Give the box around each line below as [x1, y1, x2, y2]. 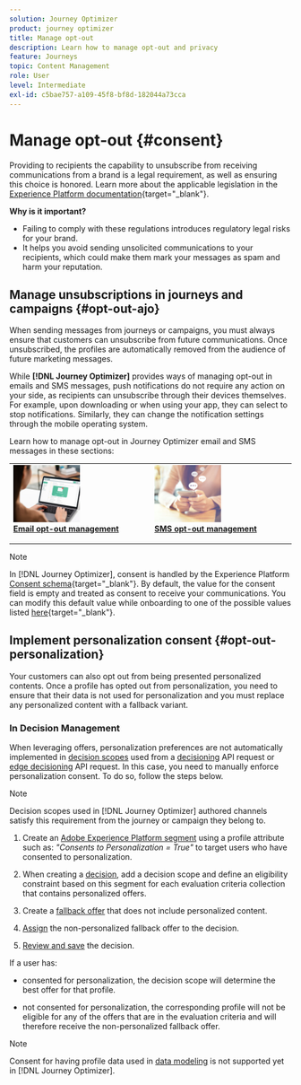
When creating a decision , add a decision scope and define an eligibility [21, 869, 288, 879]
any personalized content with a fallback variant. [9, 699, 189, 710]
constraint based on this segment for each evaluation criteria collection [21, 879, 286, 888]
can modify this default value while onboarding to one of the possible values [9, 597, 291, 608]
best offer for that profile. [21, 984, 116, 995]
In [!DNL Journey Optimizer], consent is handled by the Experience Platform [9, 568, 289, 579]
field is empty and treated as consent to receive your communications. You [9, 588, 287, 599]
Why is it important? [9, 206, 87, 216]
